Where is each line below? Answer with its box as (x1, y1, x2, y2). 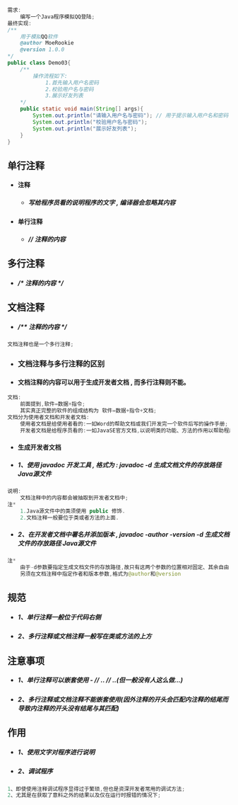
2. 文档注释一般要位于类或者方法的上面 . (20, 514, 119, 521)
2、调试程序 (17, 767, 53, 775)
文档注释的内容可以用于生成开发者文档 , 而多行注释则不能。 (17, 377, 190, 386)
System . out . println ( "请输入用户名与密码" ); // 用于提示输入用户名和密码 (32, 112, 229, 119)
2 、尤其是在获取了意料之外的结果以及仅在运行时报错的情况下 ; (7, 792, 161, 799)
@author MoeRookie (20, 40, 74, 47)
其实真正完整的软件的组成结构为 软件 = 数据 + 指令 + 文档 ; (20, 407, 157, 414)
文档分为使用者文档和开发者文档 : (7, 413, 90, 421)
